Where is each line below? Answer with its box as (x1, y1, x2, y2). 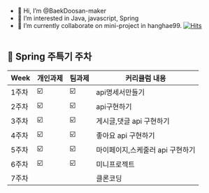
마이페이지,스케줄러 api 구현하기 (96, 145, 196, 155)
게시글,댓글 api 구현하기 (96, 116, 170, 126)
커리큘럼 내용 (125, 73, 166, 83)
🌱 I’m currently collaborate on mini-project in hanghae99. (17, 22, 182, 29)
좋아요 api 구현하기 (96, 131, 155, 141)
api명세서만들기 (96, 87, 145, 97)
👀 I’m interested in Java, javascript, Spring (17, 14, 139, 22)
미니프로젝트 (96, 159, 135, 169)
